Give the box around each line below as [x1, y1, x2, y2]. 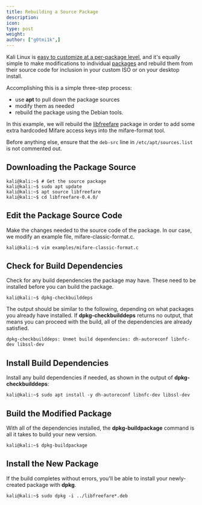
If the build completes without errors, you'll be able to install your [6, 474, 168, 482]
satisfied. [6, 325, 29, 332]
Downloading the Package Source [6, 162, 136, 172]
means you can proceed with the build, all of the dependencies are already [6, 318, 192, 325]
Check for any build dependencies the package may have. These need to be [6, 277, 196, 284]
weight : [6, 31, 26, 37]
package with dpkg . [27, 481, 77, 488]
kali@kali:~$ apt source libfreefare [6, 189, 101, 195]
